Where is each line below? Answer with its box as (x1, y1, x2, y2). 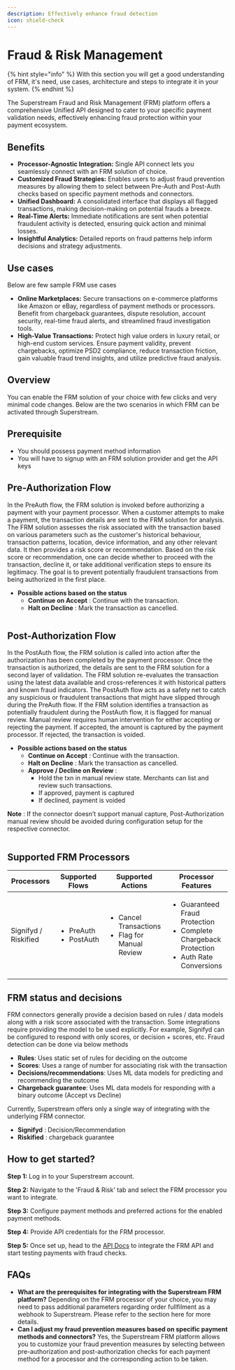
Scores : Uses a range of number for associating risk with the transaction (17, 1061, 227, 1069)
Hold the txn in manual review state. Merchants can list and (38, 774, 209, 782)
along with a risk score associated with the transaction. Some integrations (7, 1017, 220, 1026)
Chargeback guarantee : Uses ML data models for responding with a (17, 1083, 215, 1092)
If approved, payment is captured (38, 789, 135, 797)
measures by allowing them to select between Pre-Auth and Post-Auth (17, 182, 221, 191)
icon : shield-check (7, 17, 64, 24)
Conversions (180, 961, 222, 971)
